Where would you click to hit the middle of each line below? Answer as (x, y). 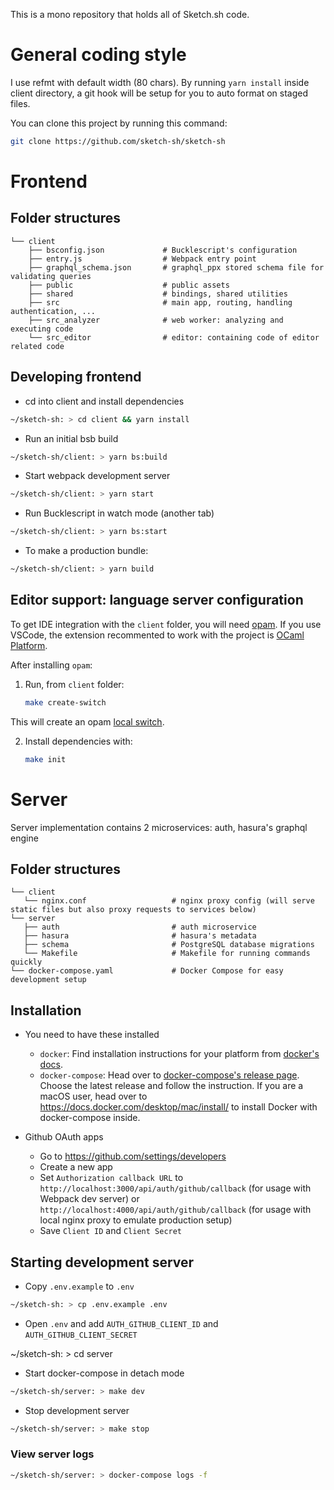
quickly (26, 962)
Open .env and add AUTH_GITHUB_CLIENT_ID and (121, 1323)
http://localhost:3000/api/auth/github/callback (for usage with (175, 1188)
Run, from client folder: (74, 684)
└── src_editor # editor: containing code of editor (174, 337)
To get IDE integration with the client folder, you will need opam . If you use (166, 624)
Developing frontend (76, 377)
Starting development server (102, 1262)
